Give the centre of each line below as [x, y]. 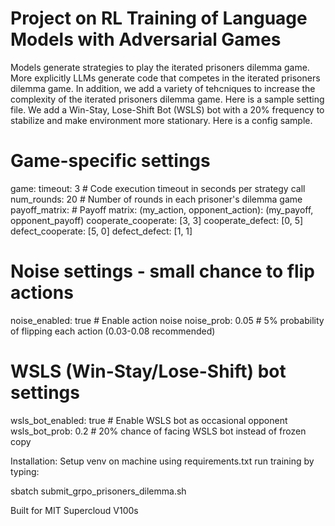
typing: [25, 471]
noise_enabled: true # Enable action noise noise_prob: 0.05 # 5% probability [167, 320]
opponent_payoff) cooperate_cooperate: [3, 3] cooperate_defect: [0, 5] [157, 220]
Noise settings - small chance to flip [162, 271]
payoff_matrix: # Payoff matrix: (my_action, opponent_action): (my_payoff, [162, 209]
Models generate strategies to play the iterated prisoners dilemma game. [160, 67]
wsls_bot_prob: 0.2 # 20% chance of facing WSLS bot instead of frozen [158, 431]
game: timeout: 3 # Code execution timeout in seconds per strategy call [158, 188]
